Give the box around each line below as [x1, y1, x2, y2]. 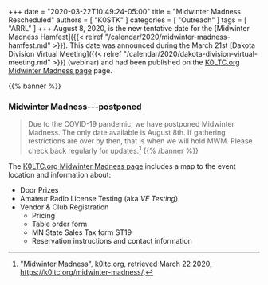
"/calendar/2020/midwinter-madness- [104, 32, 231, 41]
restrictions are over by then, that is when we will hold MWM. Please [27, 136, 253, 146]
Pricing [31, 210, 56, 220]
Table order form [31, 219, 88, 228]
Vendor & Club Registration [19, 202, 109, 212]
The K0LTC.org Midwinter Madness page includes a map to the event [8, 161, 237, 170]
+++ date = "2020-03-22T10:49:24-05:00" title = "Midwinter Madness [8, 7, 242, 16]
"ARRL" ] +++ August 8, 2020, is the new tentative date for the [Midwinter [8, 24, 250, 33]
